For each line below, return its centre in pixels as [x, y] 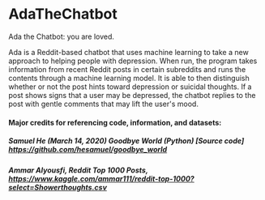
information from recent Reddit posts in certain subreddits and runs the [127, 69]
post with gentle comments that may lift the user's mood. [103, 104]
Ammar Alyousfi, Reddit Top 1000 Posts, [78, 170]
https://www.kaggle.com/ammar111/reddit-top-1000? [101, 178]
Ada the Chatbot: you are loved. [62, 36]
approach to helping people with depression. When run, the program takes [133, 61]
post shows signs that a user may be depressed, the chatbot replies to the [132, 95]
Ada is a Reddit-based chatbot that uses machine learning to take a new [128, 52]
